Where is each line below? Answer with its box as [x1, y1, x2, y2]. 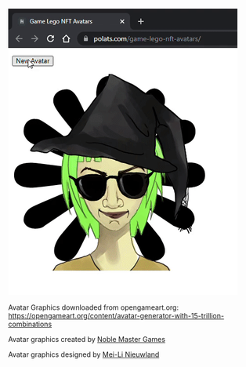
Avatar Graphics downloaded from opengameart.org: [8, 303, 179, 312]
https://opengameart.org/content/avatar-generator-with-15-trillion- [8, 311, 225, 320]
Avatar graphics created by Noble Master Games [8, 335, 166, 343]
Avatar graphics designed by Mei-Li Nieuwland [8, 350, 160, 359]
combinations [8, 319, 52, 329]
